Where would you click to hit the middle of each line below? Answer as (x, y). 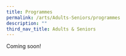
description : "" (27, 23)
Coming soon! (24, 46)
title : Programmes (29, 12)
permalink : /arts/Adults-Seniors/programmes (63, 18)
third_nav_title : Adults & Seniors (51, 29)
